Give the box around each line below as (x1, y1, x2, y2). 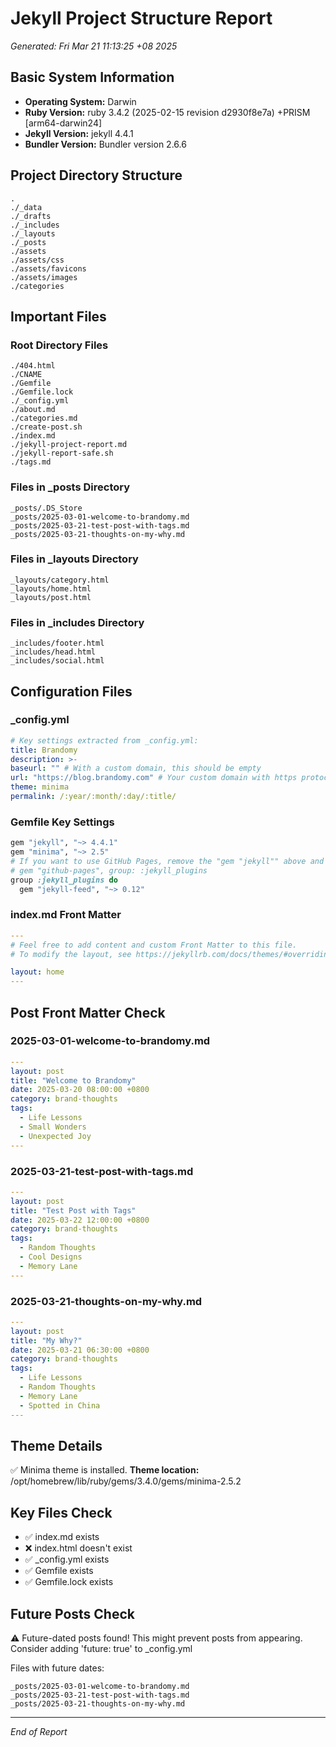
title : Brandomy (10, 745, 78, 755)
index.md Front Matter (10, 908, 122, 922)
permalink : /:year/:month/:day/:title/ (10, 792, 177, 802)
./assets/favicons (10, 263, 87, 274)
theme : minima (10, 782, 70, 792)
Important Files (10, 308, 107, 325)
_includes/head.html (10, 647, 97, 657)
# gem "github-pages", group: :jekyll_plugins (10, 865, 208, 876)
